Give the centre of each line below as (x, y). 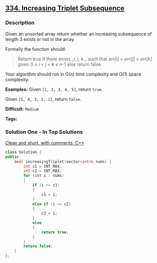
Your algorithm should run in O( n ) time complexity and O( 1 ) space (73, 74)
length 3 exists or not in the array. (40, 39)
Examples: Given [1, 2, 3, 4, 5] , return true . (54, 89)
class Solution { (23, 152)
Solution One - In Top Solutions (44, 132)
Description (20, 23)
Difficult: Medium (22, 109)
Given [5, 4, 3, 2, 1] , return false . (43, 99)
